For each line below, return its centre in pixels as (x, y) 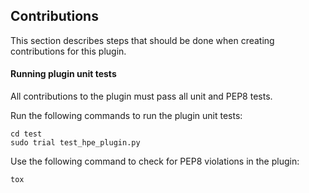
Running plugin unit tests (63, 74)
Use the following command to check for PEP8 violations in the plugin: (155, 161)
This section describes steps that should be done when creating (142, 40)
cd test (26, 134)
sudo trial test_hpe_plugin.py (75, 143)
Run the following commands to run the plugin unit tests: (126, 116)
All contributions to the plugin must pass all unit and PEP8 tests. (141, 96)
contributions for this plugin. (68, 51)
